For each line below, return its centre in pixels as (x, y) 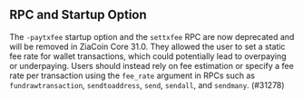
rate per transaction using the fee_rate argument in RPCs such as (132, 75)
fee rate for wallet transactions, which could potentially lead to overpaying (148, 56)
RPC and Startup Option (78, 15)
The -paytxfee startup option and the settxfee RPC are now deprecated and (152, 36)
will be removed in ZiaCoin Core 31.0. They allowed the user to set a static (147, 46)
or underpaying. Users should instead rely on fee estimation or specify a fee (152, 65)
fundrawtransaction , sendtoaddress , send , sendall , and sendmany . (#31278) (147, 84)
